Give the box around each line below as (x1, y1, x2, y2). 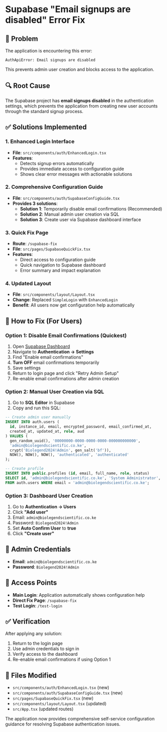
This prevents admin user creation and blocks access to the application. (5, 67, 154, 72)
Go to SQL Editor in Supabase (12, 400, 75, 406)
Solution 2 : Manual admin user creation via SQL (20, 211, 120, 217)
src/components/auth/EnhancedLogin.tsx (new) (12, 685, 110, 691)
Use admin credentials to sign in (12, 646, 79, 652)
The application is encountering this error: (5, 48, 93, 54)
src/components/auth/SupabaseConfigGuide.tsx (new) (12, 690, 123, 696)
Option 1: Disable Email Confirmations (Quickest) (5, 332, 127, 339)
